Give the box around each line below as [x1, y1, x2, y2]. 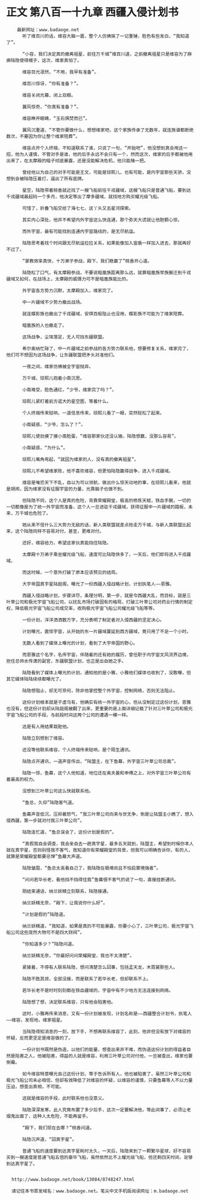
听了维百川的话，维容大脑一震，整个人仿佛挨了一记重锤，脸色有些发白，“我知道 [21, 33, 190, 39]
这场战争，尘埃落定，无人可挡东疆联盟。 [21, 334, 107, 340]
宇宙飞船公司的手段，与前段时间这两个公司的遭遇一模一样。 [6, 712, 131, 718]
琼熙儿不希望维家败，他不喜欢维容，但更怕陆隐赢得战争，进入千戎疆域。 [21, 468, 174, 474]
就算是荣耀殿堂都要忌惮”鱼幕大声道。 [6, 853, 85, 859]
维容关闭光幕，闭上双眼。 [21, 92, 76, 98]
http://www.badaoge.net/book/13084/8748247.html [11, 1176, 135, 1183]
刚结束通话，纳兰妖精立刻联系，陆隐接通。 [21, 888, 112, 894]
